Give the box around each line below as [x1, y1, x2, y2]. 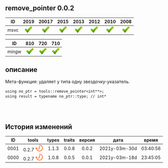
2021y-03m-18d [99, 154, 137, 160]
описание [5, 65, 38, 74]
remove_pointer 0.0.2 [5, 4, 74, 12]
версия [79, 137, 95, 143]
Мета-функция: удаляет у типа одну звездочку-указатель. [5, 78, 130, 84]
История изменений [5, 122, 73, 131]
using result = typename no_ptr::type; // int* [5, 94, 107, 99]
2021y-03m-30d [99, 145, 137, 151]
